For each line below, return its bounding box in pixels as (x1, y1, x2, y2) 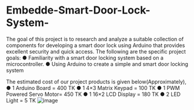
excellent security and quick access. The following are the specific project (6, 48, 186, 55)
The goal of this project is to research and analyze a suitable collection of (6, 35, 184, 42)
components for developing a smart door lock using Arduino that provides (6, 42, 185, 49)
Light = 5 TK (6, 96, 36, 104)
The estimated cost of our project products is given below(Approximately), (6, 78, 187, 85)
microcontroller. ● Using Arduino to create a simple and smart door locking (6, 60, 189, 68)
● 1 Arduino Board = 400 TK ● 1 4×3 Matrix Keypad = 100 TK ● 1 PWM (6, 84, 180, 91)
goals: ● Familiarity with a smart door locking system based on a (6, 54, 163, 61)
